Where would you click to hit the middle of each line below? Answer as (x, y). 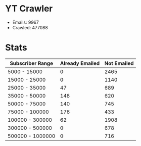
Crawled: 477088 (30, 27)
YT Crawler (29, 9)
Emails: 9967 (25, 22)
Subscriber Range (31, 63)
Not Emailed (119, 63)
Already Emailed (80, 63)
